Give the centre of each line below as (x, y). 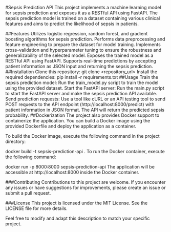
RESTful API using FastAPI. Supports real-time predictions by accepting (81, 61)
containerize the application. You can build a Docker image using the (78, 121)
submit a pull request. (28, 193)
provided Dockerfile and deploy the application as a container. (71, 126)
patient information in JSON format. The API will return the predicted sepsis (85, 110)
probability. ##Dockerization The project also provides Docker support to (82, 115)
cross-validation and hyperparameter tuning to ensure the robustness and (83, 50)
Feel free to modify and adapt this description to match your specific (78, 218)
